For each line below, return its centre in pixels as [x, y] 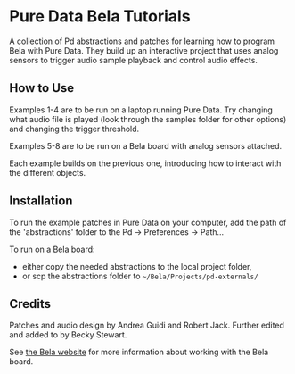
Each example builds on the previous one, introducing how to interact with [145, 163]
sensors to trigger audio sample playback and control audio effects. [134, 60]
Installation [41, 201]
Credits [30, 304]
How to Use [42, 88]
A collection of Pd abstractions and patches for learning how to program [142, 41]
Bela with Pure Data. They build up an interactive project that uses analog [144, 50]
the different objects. [48, 172]
